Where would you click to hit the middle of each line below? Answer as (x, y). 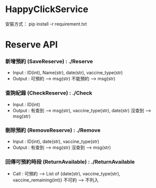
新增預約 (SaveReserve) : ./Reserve (49, 62)
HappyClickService (47, 9)
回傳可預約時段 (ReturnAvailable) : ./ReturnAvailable (70, 162)
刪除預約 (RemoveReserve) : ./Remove (53, 130)
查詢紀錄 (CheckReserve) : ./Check (49, 93)
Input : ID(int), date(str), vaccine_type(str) (56, 142)
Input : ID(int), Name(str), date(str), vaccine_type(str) (68, 73)
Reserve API (32, 45)
